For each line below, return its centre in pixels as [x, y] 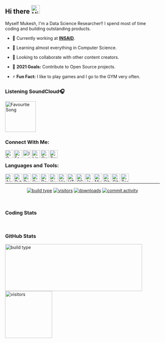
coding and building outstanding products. [48, 29]
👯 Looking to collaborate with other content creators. [66, 57]
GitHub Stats [21, 236]
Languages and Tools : [32, 166]
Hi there [18, 12]
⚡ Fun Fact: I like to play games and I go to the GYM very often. [76, 76]
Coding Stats [21, 213]
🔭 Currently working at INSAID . [43, 38]
